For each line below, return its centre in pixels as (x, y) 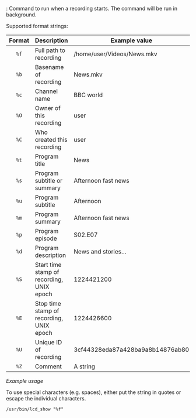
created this (51, 140)
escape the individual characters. (46, 398)
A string (84, 366)
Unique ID (48, 342)
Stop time (48, 304)
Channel (46, 91)
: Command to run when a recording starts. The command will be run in (92, 8)
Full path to (50, 50)
